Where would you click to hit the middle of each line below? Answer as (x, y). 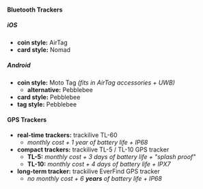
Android (19, 66)
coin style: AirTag (42, 42)
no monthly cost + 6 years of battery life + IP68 (95, 178)
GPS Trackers (27, 120)
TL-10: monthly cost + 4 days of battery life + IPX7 (99, 164)
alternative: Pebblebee (60, 89)
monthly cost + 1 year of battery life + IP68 (87, 142)
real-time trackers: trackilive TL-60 (67, 135)
